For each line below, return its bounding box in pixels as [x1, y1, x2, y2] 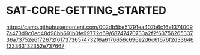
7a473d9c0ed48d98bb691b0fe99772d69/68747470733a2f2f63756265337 [6, 29, 193, 36]
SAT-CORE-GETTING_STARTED [6, 4, 166, 17]
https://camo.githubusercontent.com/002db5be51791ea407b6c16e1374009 [6, 23, 193, 30]
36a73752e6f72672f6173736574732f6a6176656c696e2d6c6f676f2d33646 [6, 36, 194, 43]
